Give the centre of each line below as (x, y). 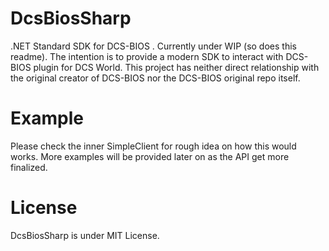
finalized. (29, 167)
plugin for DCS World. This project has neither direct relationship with (176, 67)
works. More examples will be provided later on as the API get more (150, 156)
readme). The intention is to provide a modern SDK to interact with (147, 56)
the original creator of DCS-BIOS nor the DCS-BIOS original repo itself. (155, 78)
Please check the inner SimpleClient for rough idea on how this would (153, 146)
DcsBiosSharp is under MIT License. (85, 235)
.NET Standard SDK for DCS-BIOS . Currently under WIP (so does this (153, 46)
